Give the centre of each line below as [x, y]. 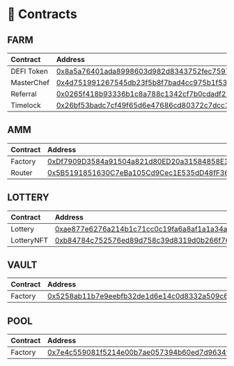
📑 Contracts [42, 14]
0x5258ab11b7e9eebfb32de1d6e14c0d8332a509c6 [138, 296]
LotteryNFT [30, 240]
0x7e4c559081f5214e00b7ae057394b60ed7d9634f [138, 353]
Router [22, 172]
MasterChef [30, 83]
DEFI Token [30, 71]
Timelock [26, 105]
